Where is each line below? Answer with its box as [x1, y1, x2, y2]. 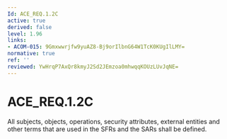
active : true [7, 17, 46, 24]
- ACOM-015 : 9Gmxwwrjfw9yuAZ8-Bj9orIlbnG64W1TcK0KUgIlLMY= [7, 43, 185, 50]
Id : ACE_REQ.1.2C [7, 10, 59, 18]
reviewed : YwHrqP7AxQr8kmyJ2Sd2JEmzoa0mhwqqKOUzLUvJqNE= [7, 63, 179, 70]
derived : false [7, 23, 52, 30]
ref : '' [7, 57, 30, 64]
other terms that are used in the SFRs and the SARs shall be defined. [7, 125, 207, 133]
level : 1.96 [7, 30, 42, 38]
